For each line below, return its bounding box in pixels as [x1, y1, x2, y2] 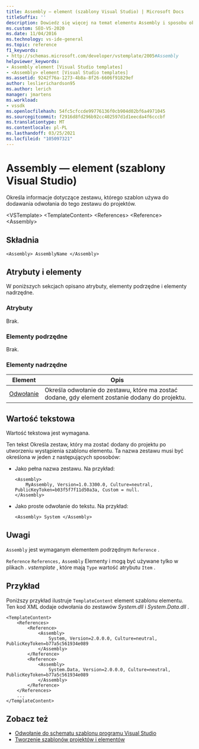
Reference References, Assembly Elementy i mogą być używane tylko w [6, 557, 179, 565]
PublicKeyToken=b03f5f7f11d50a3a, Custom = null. [14, 487, 140, 493]
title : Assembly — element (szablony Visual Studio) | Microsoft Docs [6, 8, 184, 15]
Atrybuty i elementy [6, 267, 82, 277]
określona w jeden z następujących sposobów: [6, 454, 121, 461]
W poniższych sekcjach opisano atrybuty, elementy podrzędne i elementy [6, 283, 187, 290]
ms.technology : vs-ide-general [6, 36, 84, 42]
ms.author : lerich [6, 86, 52, 92]
